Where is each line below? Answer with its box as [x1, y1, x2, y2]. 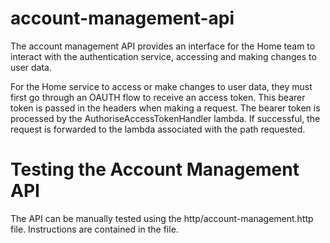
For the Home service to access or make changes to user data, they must [10, 80, 313, 92]
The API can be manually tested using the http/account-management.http [10, 212, 314, 224]
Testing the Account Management [10, 158, 300, 181]
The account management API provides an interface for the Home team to [10, 40, 316, 52]
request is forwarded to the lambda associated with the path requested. [10, 123, 306, 135]
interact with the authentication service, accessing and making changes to [10, 50, 317, 62]
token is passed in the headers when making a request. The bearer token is [10, 102, 321, 114]
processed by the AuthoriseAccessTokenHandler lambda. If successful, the [10, 112, 321, 124]
